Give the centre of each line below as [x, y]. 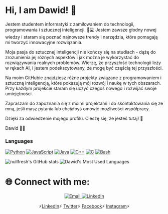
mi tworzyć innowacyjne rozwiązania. [44, 42]
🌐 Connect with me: [48, 182]
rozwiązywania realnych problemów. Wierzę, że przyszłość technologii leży [83, 63]
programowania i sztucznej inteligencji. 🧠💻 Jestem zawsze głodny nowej [81, 30]
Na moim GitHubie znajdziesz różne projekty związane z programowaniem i [83, 78]
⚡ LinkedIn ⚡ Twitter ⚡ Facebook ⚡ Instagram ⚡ [84, 206]
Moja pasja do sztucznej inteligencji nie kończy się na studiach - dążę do [81, 52]
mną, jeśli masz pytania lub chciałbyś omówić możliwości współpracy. [77, 109]
